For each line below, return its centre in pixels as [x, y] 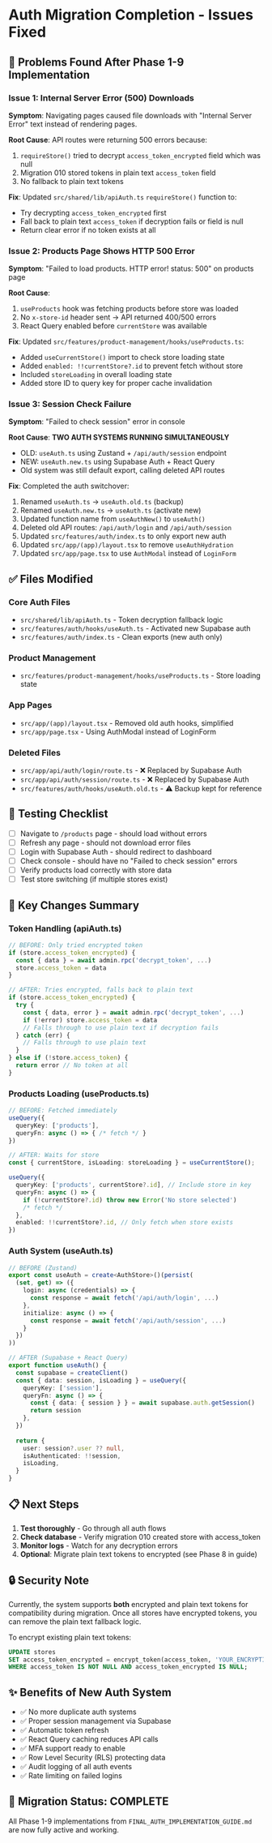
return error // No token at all [72, 1065]
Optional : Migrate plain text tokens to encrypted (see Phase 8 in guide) [138, 1554]
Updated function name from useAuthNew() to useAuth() [113, 519]
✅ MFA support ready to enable [72, 1748]
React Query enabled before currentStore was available [114, 326]
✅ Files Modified [51, 579]
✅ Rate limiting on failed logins [71, 1776]
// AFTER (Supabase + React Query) [68, 1358]
